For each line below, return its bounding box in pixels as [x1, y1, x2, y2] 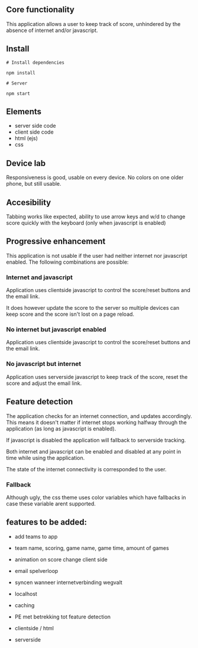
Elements [6, 106, 42, 117]
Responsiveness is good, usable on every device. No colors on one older [6, 174, 184, 181]
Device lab [6, 158, 46, 168]
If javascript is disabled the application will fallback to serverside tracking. [6, 436, 186, 443]
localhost [14, 590, 37, 597]
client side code [14, 128, 54, 135]
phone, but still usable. [6, 180, 61, 187]
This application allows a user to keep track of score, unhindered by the [6, 20, 181, 27]
